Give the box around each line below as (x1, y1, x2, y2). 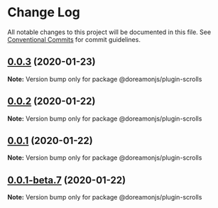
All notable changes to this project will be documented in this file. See (7, 28, 212, 36)
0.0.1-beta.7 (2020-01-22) (7, 174, 126, 186)
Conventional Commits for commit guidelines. (7, 35, 141, 43)
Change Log (7, 4, 80, 21)
